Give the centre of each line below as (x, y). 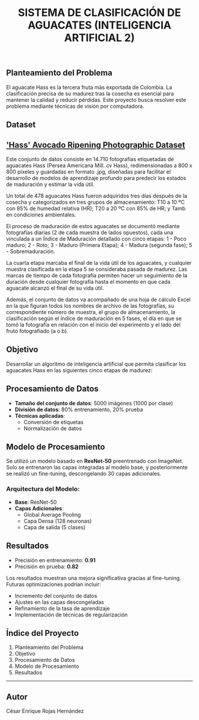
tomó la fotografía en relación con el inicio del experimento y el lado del (93, 324)
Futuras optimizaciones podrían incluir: (54, 584)
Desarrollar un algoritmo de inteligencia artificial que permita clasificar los (96, 364)
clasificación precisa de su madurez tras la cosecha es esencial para (90, 93)
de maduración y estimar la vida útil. (50, 184)
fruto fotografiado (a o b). (37, 331)
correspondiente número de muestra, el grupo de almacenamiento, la (91, 312)
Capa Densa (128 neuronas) (57, 521)
